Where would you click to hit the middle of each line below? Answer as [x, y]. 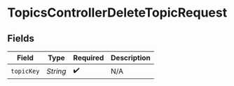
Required [89, 58]
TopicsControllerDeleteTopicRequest [117, 13]
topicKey [25, 71]
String [56, 71]
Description [131, 58]
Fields [21, 38]
